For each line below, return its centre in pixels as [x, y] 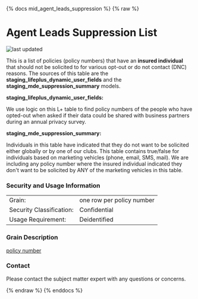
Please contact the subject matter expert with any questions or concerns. [96, 279]
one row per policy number [117, 200]
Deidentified [97, 220]
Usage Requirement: [38, 220]
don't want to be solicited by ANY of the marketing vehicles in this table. [95, 170]
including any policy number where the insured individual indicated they [94, 164]
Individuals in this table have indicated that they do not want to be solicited [98, 145]
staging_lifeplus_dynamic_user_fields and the [64, 79]
